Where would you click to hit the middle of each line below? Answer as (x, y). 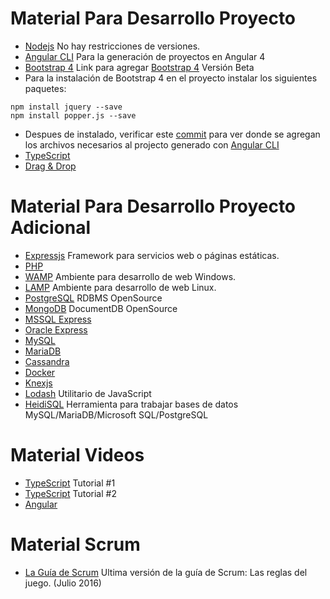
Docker (40, 372)
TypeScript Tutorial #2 (70, 493)
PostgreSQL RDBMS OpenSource (93, 298)
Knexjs (38, 383)
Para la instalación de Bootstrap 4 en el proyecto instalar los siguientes (171, 78)
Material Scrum (75, 544)
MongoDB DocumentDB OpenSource (101, 308)
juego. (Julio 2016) (63, 583)
